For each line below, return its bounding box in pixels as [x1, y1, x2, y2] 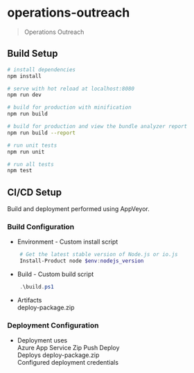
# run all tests [7, 161, 54, 167]
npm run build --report [7, 129, 76, 136]
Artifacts [17, 295, 42, 304]
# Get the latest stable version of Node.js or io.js [19, 251, 178, 258]
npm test [7, 167, 33, 174]
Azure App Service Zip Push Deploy [17, 344, 120, 352]
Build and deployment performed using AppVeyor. [7, 205, 150, 213]
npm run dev [7, 91, 42, 98]
